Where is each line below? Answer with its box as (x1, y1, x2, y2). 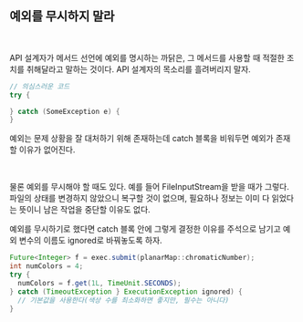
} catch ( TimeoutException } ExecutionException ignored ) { (9, 286, 244, 296)
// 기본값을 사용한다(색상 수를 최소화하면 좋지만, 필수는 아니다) (17, 296, 230, 305)
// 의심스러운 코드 (9, 81, 70, 91)
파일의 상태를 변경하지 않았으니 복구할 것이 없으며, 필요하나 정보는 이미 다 (9, 192, 270, 203)
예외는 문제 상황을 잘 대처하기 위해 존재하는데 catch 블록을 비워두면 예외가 (9, 133, 274, 144)
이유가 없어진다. (18, 144, 76, 155)
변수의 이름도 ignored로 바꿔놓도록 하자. (18, 235, 162, 246)
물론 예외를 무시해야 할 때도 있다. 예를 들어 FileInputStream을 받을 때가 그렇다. (9, 182, 289, 192)
